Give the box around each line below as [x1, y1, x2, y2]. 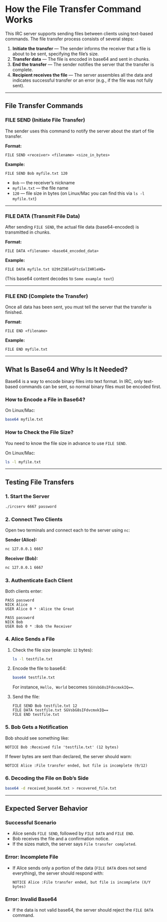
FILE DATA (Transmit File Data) [5, 213, 81, 220]
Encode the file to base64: [12, 665, 67, 671]
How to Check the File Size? [5, 429, 74, 436]
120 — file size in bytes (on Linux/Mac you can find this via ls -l [12, 190, 145, 196]
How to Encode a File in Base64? [5, 396, 85, 403]
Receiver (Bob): [5, 555, 38, 561]
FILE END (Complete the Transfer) [5, 292, 88, 299]
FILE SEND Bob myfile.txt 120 [5, 171, 68, 176]
